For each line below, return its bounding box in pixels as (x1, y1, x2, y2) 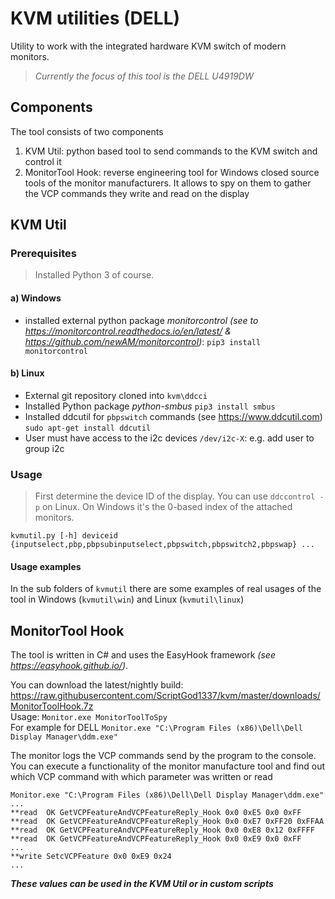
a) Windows (10, 292, 62, 304)
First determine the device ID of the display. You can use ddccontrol (34, 490, 316, 502)
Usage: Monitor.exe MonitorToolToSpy (10, 711, 168, 723)
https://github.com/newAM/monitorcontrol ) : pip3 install (24, 335, 262, 347)
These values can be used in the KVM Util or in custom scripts (10, 878, 274, 890)
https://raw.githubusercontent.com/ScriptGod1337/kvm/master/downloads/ (10, 690, 321, 702)
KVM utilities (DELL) (10, 7, 181, 30)
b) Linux (10, 367, 45, 379)
